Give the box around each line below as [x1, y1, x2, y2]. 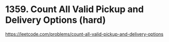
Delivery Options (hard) [5, 14, 106, 26]
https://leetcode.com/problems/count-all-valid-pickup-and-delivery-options [5, 31, 164, 37]
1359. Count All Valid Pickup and [5, 4, 144, 15]
